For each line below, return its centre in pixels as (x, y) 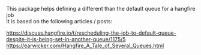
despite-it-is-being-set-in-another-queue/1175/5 (66, 39)
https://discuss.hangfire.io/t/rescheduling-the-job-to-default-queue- (91, 33)
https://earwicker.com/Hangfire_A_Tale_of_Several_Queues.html (85, 45)
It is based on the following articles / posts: (59, 21)
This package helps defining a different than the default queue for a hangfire (101, 9)
